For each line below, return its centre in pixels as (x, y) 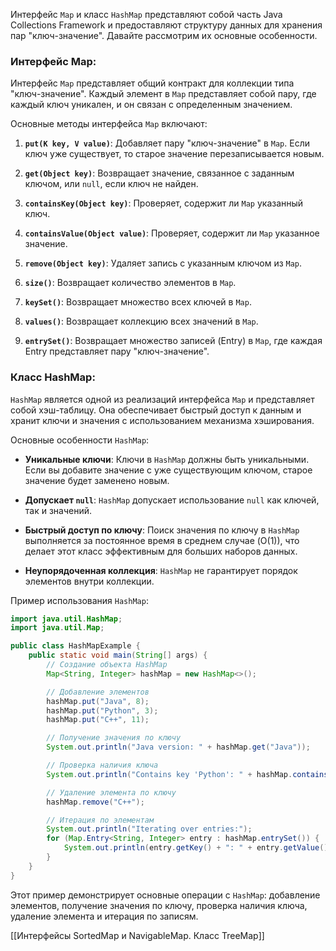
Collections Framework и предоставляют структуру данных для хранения (166, 25)
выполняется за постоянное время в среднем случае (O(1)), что (162, 540)
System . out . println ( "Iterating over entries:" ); (149, 829)
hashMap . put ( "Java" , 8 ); (98, 701)
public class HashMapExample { (75, 646)
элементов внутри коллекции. (89, 581)
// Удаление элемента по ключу (111, 792)
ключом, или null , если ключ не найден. (111, 184)
